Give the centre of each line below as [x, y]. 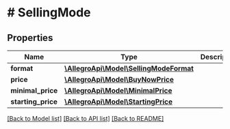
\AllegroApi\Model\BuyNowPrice [119, 80]
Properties [30, 38]
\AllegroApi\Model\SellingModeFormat [129, 68]
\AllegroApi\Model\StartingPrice [118, 102]
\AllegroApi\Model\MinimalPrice [118, 90]
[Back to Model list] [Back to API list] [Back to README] [86, 118]
